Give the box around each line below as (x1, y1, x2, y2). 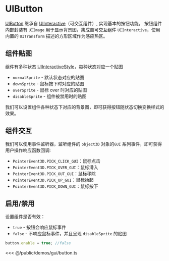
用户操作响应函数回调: (5, 147, 51, 153)
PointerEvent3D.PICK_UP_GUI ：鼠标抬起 (12, 177, 94, 183)
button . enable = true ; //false (5, 241, 71, 246)
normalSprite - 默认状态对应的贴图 (12, 74, 85, 80)
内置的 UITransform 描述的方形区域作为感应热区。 (5, 33, 108, 39)
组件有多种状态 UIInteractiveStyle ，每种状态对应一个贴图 (5, 64, 123, 70)
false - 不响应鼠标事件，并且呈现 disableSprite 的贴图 (12, 231, 127, 237)
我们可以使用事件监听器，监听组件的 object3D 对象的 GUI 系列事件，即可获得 (5, 141, 162, 147)
